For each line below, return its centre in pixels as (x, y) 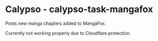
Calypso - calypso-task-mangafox (79, 9)
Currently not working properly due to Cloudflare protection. (68, 33)
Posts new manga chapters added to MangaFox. (56, 23)
